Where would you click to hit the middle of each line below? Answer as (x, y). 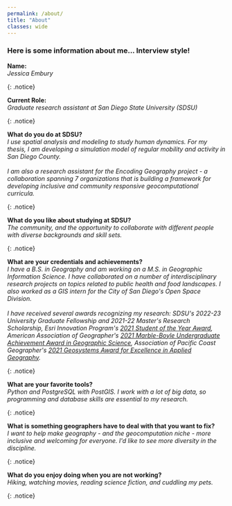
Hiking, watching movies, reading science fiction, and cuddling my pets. (110, 482)
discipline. (22, 448)
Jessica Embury (30, 73)
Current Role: (27, 100)
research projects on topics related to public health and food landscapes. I (114, 283)
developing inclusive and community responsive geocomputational (103, 186)
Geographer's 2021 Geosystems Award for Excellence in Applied (99, 350)
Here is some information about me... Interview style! (99, 51)
